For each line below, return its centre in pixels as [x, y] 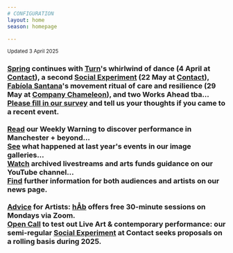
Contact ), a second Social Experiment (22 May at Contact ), [108, 77]
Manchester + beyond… [49, 138]
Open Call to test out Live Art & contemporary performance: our [116, 224]
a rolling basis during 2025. [54, 241]
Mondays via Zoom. [41, 216]
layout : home [26, 20]
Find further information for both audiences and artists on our [113, 181]
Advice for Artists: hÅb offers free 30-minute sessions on [106, 207]
